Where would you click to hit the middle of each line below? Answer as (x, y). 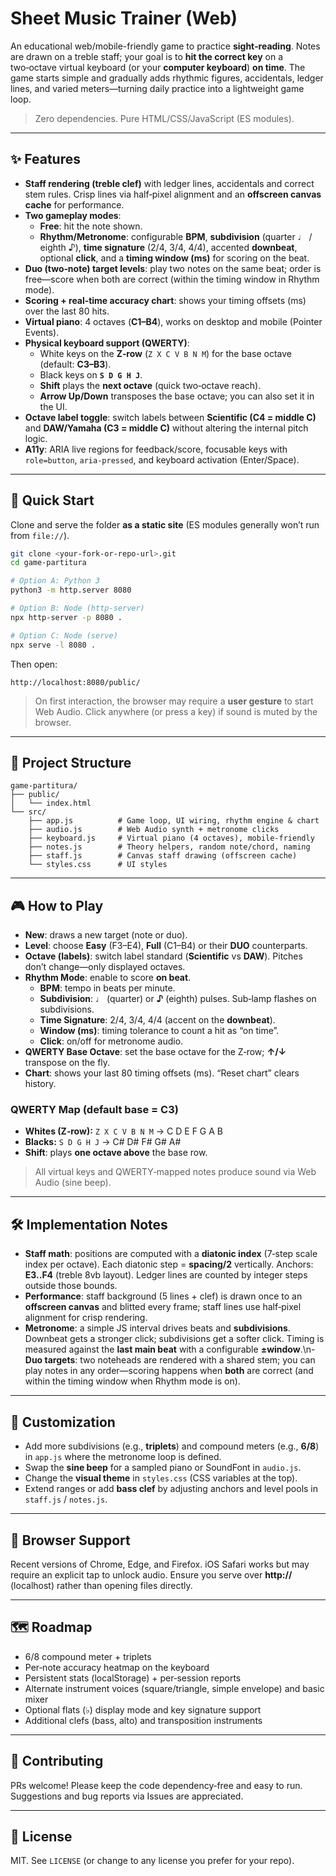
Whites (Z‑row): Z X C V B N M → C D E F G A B (124, 1131)
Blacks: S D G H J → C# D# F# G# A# (103, 1142)
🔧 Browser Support (70, 1540)
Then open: (34, 664)
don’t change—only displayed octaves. (105, 967)
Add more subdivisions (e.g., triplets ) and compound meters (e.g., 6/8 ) (172, 1446)
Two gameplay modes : (73, 215)
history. (40, 1084)
